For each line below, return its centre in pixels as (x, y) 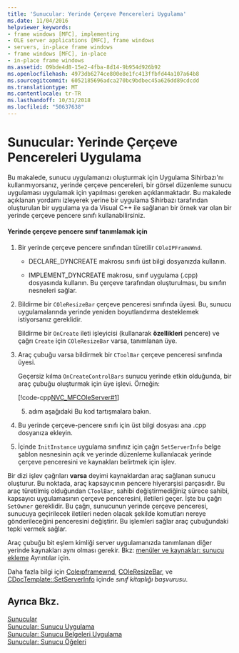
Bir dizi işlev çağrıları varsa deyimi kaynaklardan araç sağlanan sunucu (112, 476)
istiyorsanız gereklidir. (50, 319)
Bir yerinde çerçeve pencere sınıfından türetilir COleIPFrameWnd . (110, 248)
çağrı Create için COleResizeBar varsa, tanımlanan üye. (97, 341)
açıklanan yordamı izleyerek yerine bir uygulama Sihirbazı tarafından (108, 200)
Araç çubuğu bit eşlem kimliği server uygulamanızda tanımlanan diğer (110, 543)
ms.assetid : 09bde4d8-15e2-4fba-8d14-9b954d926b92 (84, 67)
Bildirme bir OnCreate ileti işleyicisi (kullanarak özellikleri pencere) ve (118, 334)
